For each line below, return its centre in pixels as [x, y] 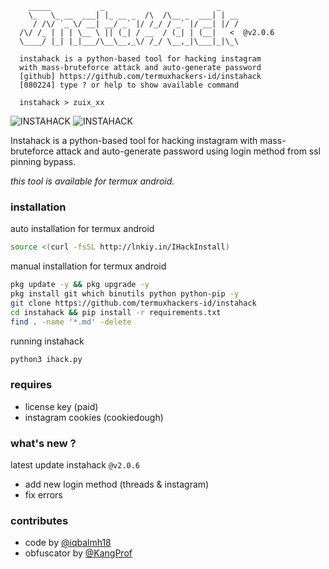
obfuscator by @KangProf [78, 553]
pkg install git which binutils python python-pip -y [125, 294]
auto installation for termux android [82, 229]
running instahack [47, 341]
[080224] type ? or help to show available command [129, 85]
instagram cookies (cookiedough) [94, 417]
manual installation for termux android [88, 266]
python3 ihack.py [46, 359]
